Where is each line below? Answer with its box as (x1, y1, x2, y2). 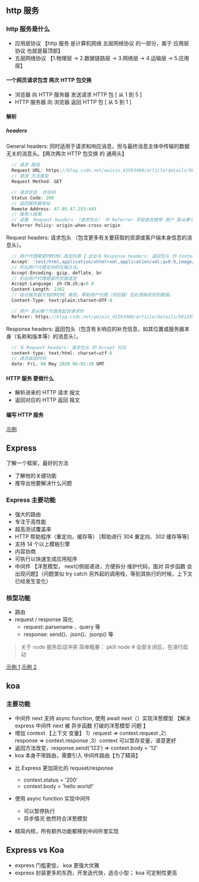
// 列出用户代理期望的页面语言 (11, 275, 77, 281)
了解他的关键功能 (14, 472, 57, 480)
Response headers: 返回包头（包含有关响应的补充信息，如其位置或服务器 (6, 325, 185, 332)
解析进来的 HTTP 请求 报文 (14, 389, 81, 396)
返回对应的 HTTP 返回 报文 (14, 396, 81, 404)
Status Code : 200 (11, 195, 54, 201)
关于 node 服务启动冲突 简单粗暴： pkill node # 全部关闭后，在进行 (20, 644, 184, 651)
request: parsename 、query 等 (23, 623, 101, 631)
